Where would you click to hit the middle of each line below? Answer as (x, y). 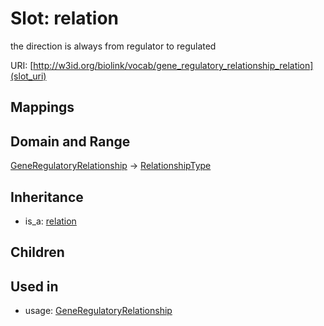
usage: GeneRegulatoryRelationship (98, 311)
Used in (34, 286)
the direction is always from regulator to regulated (113, 46)
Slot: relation (65, 18)
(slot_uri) (28, 76)
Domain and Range (70, 141)
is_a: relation (50, 221)
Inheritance (47, 197)
